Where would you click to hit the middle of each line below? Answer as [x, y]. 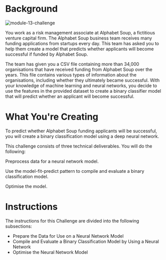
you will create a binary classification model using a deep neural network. [82, 136]
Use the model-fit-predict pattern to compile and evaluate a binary [75, 171]
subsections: [19, 226]
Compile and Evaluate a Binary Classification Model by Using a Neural [86, 241]
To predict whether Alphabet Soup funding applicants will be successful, [81, 131]
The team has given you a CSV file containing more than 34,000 [72, 64]
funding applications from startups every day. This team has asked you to [82, 43]
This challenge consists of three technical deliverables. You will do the [79, 146]
